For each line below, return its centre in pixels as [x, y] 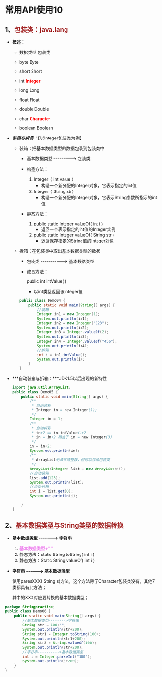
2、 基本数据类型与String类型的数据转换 [64, 526]
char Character [35, 119]
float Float [29, 100]
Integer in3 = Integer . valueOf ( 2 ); [73, 332]
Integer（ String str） [55, 191]
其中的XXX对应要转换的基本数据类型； [50, 598]
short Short [31, 71]
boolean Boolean [36, 128]
